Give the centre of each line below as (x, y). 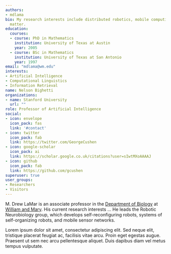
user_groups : (19, 180)
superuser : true (22, 175)
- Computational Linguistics (36, 81)
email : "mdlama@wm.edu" (31, 67)
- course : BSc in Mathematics (42, 52)
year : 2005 (26, 48)
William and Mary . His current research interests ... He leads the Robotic (81, 209)
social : (13, 114)
